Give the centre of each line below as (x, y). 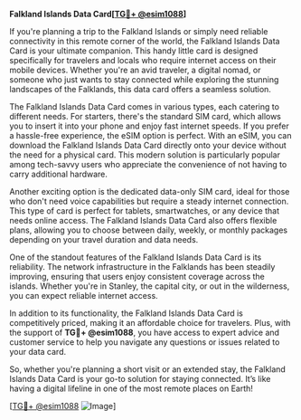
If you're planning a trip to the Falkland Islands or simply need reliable (139, 31)
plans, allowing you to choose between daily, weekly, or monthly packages (148, 230)
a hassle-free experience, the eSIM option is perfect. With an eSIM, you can (150, 135)
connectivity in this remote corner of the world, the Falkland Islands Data (145, 41)
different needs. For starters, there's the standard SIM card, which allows (146, 116)
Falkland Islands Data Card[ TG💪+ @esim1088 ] (98, 14)
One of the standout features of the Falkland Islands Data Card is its (136, 257)
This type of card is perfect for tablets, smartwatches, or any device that (145, 211)
